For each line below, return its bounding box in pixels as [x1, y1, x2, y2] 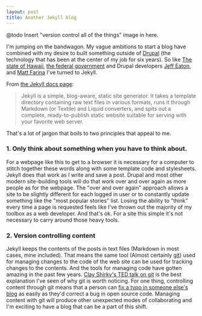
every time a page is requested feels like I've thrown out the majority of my [6, 203, 192, 211]
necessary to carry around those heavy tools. [6, 216, 119, 223]
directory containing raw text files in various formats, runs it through [21, 98, 191, 106]
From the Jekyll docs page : [6, 80, 74, 88]
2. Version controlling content [6, 231, 95, 240]
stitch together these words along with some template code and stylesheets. [6, 165, 197, 172]
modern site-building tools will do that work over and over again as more [6, 177, 187, 185]
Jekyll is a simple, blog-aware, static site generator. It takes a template [21, 92, 197, 99]
